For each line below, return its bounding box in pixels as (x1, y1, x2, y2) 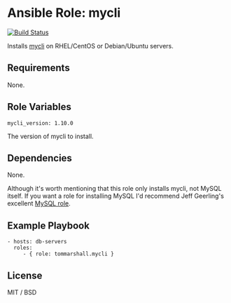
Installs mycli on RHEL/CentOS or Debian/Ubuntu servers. (7, 41, 174, 50)
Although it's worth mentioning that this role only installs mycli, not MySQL (7, 184, 222, 193)
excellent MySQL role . (7, 199, 71, 208)
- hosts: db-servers (7, 238, 68, 245)
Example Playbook (7, 220, 90, 231)
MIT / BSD (7, 288, 37, 296)
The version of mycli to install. (7, 132, 94, 140)
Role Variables (7, 101, 71, 113)
